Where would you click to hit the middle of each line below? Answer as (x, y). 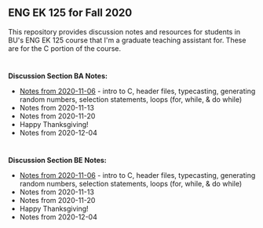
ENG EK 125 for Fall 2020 (70, 13)
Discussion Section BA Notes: (58, 76)
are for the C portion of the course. (65, 48)
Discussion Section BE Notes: (58, 161)
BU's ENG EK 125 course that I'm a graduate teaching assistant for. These (127, 40)
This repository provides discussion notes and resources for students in (124, 31)
